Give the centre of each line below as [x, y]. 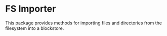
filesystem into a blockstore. [35, 28]
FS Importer [31, 9]
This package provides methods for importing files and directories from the [83, 23]
